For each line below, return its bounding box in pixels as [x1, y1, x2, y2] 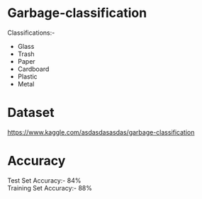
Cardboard [17, 64, 50, 73]
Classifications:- [7, 28, 55, 37]
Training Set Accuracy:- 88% [7, 183, 93, 192]
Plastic [17, 72, 38, 81]
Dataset [7, 105, 55, 121]
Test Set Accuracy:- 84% [7, 176, 82, 185]
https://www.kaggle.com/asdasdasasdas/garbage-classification [7, 127, 195, 136]
